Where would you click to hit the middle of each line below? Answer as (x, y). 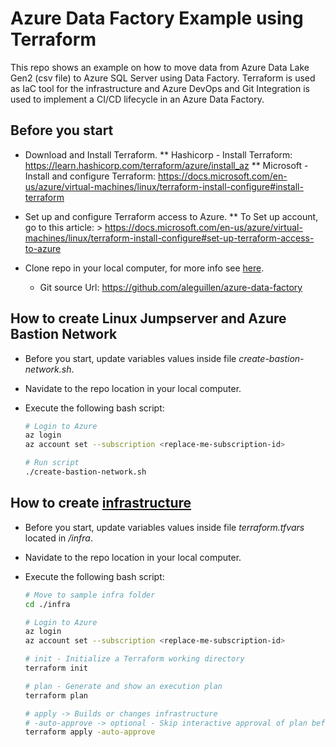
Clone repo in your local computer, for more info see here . (144, 268)
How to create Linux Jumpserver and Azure (148, 318)
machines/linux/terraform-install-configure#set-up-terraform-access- (169, 238)
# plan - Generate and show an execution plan (123, 686)
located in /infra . (58, 538)
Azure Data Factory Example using (157, 18)
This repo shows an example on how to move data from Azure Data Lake (160, 67)
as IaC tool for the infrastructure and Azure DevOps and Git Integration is (160, 88)
